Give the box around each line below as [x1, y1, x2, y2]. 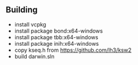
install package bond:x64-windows [14, 27, 103, 34]
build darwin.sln [14, 52, 55, 60]
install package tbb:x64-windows [14, 33, 98, 41]
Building [5, 5, 38, 15]
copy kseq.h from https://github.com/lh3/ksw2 [14, 46, 132, 54]
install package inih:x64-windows [14, 40, 99, 47]
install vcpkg [14, 20, 47, 28]
